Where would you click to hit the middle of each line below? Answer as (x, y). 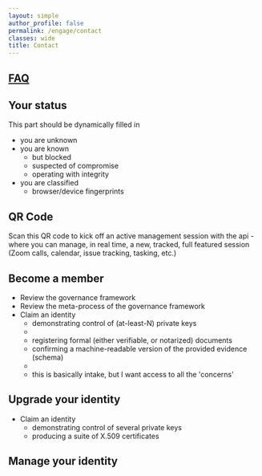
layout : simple (34, 16)
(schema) (48, 357)
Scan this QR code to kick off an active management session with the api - (131, 236)
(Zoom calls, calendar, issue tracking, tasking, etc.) (93, 253)
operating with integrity (71, 174)
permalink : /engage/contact (55, 31)
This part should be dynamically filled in (74, 124)
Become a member (56, 278)
